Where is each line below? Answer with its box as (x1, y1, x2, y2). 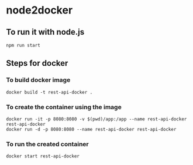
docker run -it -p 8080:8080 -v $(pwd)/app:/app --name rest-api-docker (6, 116, 187, 122)
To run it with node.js (6, 27, 85, 37)
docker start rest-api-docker (6, 153, 80, 159)
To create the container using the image (6, 103, 122, 111)
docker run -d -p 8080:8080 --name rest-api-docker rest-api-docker (6, 126, 177, 132)
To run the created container (6, 140, 89, 148)
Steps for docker (6, 58, 68, 68)
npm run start (6, 42, 41, 48)
